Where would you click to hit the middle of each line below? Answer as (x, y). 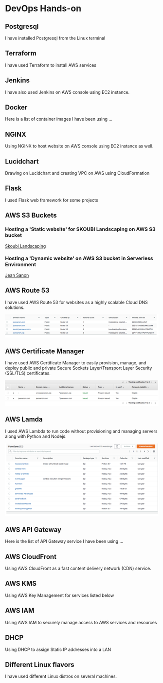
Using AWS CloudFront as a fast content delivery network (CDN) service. (78, 568)
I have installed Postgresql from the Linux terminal (55, 38)
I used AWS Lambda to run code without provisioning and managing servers (81, 431)
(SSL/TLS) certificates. (28, 373)
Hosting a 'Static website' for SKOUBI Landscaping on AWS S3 (80, 229)
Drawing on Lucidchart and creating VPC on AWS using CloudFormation (77, 173)
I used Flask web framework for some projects (52, 200)
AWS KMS (21, 584)
